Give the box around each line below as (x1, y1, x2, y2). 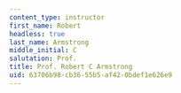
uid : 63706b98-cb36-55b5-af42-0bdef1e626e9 (9, 71, 173, 80)
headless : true (9, 29, 66, 38)
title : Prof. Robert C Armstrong (9, 63, 133, 72)
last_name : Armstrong (9, 37, 90, 47)
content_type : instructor (9, 12, 105, 22)
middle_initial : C (9, 46, 77, 55)
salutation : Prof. (9, 54, 77, 63)
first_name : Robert (9, 21, 82, 30)
